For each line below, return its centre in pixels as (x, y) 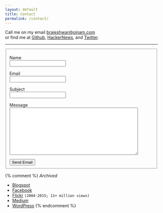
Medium (20, 201)
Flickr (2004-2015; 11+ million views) (51, 196)
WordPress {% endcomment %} (44, 206)
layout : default (21, 9)
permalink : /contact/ (27, 18)
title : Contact (20, 14)
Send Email (22, 162)
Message (19, 105)
